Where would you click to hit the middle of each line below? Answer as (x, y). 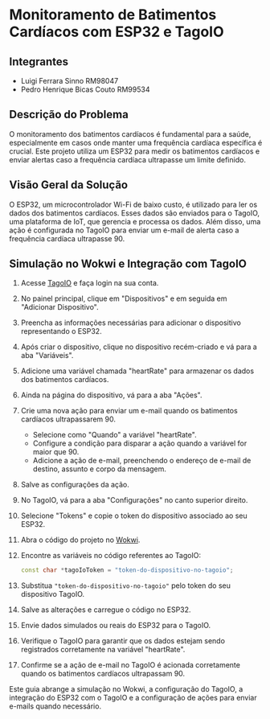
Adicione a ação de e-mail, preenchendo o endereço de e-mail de (142, 461)
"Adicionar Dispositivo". (59, 307)
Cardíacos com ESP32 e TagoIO (117, 32)
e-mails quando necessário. (55, 706)
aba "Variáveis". (47, 355)
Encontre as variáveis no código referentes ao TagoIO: (111, 556)
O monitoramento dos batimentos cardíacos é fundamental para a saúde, (130, 134)
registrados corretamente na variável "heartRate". (103, 650)
